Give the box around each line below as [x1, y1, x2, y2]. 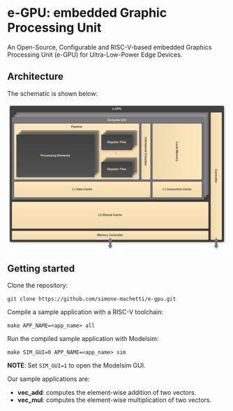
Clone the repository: [7, 281, 68, 290]
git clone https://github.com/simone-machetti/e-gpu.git [7, 295, 176, 302]
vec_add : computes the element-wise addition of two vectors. [17, 389, 197, 397]
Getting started [7, 263, 75, 274]
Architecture [7, 71, 64, 83]
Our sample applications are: [7, 375, 90, 383]
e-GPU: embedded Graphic [7, 5, 167, 21]
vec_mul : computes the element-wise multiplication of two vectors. [17, 396, 211, 404]
